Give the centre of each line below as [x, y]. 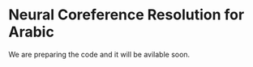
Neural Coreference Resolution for [126, 15]
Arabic [31, 32]
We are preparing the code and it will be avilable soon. [99, 54]
